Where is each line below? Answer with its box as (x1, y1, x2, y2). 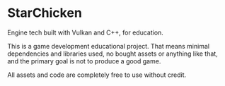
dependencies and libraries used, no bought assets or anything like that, (7, 49, 218, 58)
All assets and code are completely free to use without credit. (7, 70, 187, 79)
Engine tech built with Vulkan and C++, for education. (7, 28, 164, 37)
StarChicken (7, 5, 83, 21)
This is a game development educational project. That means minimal (7, 42, 210, 50)
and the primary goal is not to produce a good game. (7, 56, 161, 65)
